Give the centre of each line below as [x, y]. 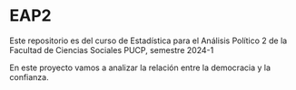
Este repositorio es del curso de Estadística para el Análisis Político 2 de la [148, 40]
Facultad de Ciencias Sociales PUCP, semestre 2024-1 [112, 49]
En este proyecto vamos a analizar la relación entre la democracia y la [140, 67]
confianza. [29, 76]
